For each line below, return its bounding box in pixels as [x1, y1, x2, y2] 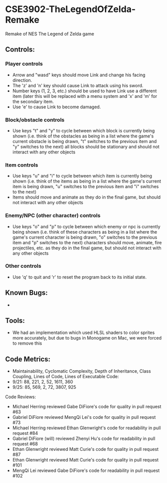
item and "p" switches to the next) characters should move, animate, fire [12, 239, 162, 245]
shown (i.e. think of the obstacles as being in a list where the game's [12, 133, 154, 139]
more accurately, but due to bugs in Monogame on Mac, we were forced [12, 335, 161, 341]
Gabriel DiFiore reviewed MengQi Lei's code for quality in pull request [12, 414, 156, 420]
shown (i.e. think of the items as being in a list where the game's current [12, 178, 161, 184]
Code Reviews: [5, 394, 36, 400]
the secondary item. [12, 98, 54, 104]
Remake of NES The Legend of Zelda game [5, 31, 94, 37]
